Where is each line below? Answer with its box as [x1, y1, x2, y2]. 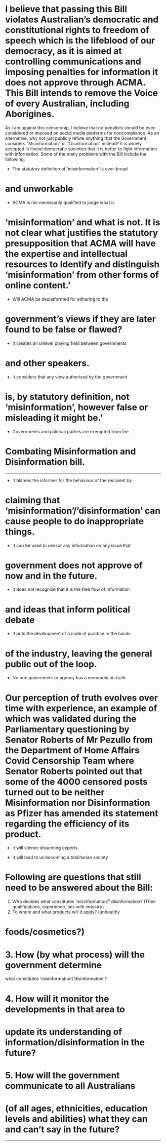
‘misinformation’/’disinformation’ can [5, 505, 161, 516]
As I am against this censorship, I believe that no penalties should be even [5, 124, 156, 130]
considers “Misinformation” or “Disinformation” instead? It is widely [5, 140, 142, 146]
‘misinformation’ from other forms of [5, 269, 159, 281]
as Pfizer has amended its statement [5, 808, 159, 819]
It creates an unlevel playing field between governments [12, 340, 127, 346]
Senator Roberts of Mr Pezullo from [5, 734, 153, 745]
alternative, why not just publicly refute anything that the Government [5, 135, 147, 141]
